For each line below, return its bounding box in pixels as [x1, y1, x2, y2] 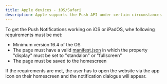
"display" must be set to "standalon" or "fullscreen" [12, 52, 122, 59]
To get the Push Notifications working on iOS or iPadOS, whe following [5, 26, 155, 32]
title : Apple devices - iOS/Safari [5, 7, 82, 13]
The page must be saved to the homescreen [12, 58, 107, 64]
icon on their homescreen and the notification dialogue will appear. [5, 73, 147, 79]
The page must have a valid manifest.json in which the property [12, 47, 148, 53]
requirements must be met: [5, 32, 63, 38]
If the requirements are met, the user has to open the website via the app [5, 67, 160, 74]
